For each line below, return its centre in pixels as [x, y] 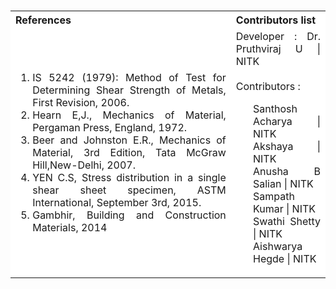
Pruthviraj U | [278, 48]
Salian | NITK [283, 183]
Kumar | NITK [284, 208]
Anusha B [286, 171]
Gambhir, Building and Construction [129, 215]
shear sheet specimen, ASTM [129, 190]
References [43, 20]
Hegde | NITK [284, 258]
